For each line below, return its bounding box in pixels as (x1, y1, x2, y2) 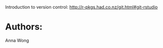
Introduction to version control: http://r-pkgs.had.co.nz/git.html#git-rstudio (5, 4, 158, 10)
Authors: (5, 22, 43, 32)
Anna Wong (5, 37, 29, 43)
